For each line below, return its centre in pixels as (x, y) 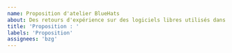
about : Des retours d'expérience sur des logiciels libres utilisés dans (117, 20)
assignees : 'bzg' (32, 39)
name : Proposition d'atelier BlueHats (63, 13)
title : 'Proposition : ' (43, 26)
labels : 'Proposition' (40, 33)
